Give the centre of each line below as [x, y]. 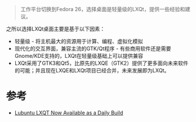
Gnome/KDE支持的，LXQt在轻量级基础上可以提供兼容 [79, 56]
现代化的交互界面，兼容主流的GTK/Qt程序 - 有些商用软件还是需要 [93, 48]
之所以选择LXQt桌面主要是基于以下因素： [56, 29]
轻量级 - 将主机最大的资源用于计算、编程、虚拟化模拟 [79, 41]
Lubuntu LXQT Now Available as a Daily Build [69, 113]
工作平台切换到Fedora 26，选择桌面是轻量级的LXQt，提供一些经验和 [103, 9]
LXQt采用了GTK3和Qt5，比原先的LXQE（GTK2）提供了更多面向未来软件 [101, 63]
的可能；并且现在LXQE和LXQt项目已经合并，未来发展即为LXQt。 [92, 70]
